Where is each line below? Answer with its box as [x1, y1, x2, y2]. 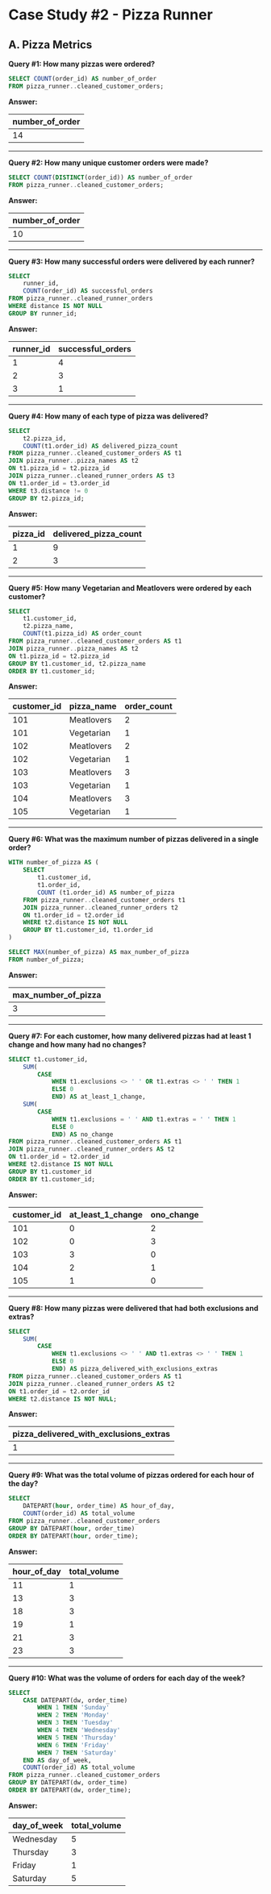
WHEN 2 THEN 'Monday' [37, 1711, 110, 1719]
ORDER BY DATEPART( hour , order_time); [8, 1532, 139, 1540]
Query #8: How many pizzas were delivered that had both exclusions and [8, 1303, 259, 1313]
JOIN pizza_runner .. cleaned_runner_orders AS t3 [8, 472, 175, 480]
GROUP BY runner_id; [8, 309, 78, 318]
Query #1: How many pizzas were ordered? [8, 59, 156, 69]
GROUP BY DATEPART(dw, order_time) [8, 1779, 128, 1787]
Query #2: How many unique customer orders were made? [8, 157, 209, 167]
